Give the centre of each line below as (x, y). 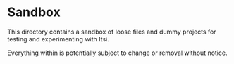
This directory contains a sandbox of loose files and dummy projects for (112, 32)
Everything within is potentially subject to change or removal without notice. (117, 53)
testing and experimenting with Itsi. (58, 39)
